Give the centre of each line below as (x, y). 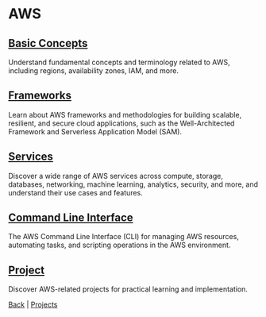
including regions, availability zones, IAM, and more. (93, 71)
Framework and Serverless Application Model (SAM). (95, 131)
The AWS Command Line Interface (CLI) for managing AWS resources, (124, 237)
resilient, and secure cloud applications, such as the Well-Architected (121, 123)
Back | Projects (33, 305)
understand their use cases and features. (75, 192)
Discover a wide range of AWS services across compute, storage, (116, 176)
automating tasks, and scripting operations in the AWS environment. (120, 245)
